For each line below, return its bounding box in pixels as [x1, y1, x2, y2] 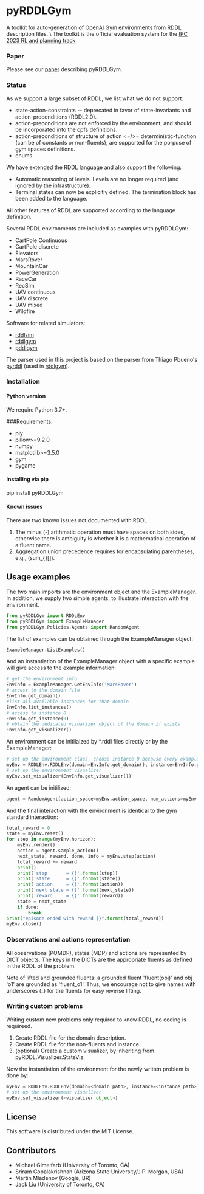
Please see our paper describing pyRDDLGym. [6, 66, 123, 73]
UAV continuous [15, 288, 56, 295]
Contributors [6, 1145, 56, 1156]
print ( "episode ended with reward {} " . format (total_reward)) [6, 916, 165, 922]
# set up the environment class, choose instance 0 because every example [6, 756, 200, 762]
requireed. [6, 1022, 32, 1029]
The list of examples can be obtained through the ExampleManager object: [6, 635, 193, 642]
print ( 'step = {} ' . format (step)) [17, 870, 118, 876]
